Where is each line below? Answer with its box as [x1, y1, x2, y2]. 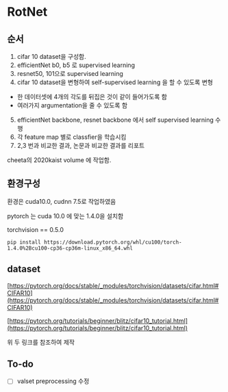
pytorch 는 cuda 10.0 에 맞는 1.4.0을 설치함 [7, 211, 124, 220]
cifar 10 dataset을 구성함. [16, 53, 87, 60]
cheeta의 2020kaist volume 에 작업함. [7, 156, 112, 164]
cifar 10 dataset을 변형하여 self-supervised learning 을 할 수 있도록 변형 [16, 78, 214, 86]
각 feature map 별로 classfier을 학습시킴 [16, 133, 127, 141]
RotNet [7, 4, 48, 20]
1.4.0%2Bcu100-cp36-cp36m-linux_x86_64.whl [7, 244, 134, 252]
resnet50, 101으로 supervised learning [16, 70, 123, 77]
